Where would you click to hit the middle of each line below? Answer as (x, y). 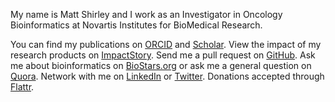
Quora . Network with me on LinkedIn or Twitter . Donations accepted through (167, 76)
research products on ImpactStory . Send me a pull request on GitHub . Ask (163, 55)
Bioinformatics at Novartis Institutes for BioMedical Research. (136, 25)
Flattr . (22, 87)
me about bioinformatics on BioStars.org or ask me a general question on (161, 65)
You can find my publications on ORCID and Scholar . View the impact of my (166, 44)
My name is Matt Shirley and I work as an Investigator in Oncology (146, 14)
